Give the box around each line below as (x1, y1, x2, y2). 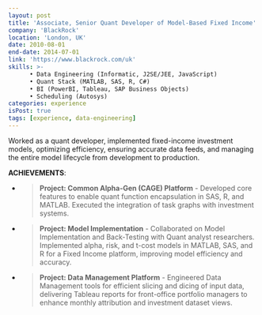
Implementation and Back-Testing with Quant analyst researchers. (39, 232, 255, 242)
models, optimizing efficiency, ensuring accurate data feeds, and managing (8, 144, 254, 154)
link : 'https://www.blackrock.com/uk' (8, 56, 136, 64)
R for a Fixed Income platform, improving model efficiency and (39, 249, 243, 258)
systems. (39, 208, 70, 218)
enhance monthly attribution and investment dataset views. (39, 298, 233, 307)
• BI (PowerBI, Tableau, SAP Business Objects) (28, 84, 190, 93)
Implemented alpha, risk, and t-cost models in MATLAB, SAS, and (39, 240, 253, 249)
